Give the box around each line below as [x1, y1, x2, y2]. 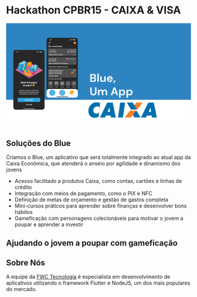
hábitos [14, 209, 33, 216]
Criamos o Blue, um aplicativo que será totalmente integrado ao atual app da [6, 154, 191, 161]
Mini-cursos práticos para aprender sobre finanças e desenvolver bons [14, 202, 187, 209]
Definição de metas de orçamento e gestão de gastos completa [14, 196, 169, 203]
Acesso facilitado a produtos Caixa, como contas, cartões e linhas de [14, 178, 182, 185]
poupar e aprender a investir [14, 221, 84, 228]
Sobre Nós [6, 258, 46, 268]
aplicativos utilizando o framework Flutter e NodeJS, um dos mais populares [6, 279, 191, 286]
